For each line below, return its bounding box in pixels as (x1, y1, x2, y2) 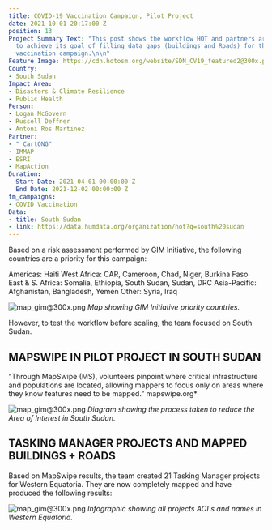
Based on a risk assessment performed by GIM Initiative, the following (8, 245, 242, 255)
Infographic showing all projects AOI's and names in (87, 503, 262, 513)
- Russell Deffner (8, 118, 70, 126)
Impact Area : (8, 79, 53, 88)
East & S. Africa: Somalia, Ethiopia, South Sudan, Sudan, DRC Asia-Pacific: (8, 278, 257, 288)
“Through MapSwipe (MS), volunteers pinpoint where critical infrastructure (8, 371, 258, 381)
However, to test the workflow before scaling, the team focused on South (8, 318, 253, 328)
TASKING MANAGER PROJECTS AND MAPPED (8, 437, 248, 451)
